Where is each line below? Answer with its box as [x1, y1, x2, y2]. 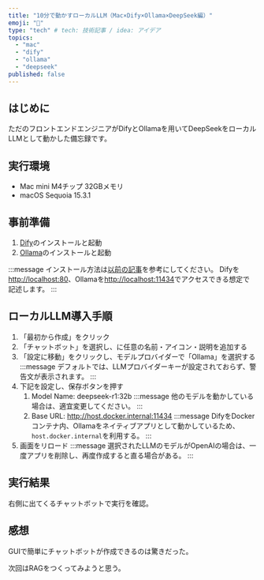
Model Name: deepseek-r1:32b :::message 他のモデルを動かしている [31, 391, 255, 401]
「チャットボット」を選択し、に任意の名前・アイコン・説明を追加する [19, 341, 247, 352]
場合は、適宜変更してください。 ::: [31, 401, 143, 411]
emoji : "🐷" [8, 19, 44, 27]
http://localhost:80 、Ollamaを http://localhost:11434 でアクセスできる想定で [8, 274, 251, 284]
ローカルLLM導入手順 [8, 310, 113, 323]
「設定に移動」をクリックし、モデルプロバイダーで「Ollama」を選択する [19, 352, 256, 361]
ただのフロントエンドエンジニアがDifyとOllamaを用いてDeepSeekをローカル [8, 124, 257, 134]
